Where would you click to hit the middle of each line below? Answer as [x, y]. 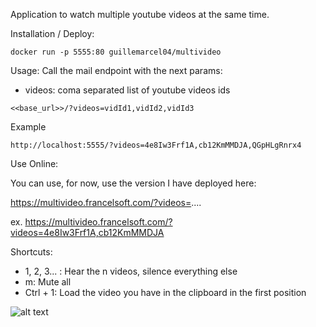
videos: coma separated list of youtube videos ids [127, 90]
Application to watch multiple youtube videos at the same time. [140, 14]
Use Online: [34, 163]
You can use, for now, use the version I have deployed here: [133, 183]
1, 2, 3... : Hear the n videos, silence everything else [131, 271]
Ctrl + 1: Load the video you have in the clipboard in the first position [165, 292]
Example [28, 127]
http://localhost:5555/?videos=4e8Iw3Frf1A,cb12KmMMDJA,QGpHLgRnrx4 [156, 145]
